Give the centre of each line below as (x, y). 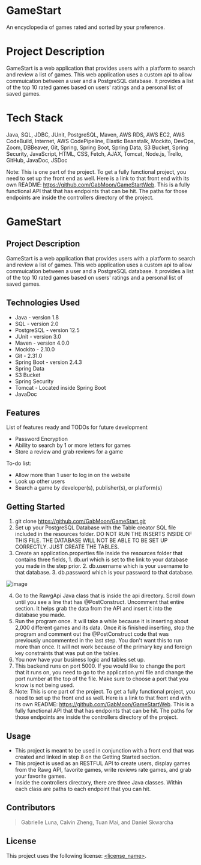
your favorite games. (40, 776)
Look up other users (40, 481)
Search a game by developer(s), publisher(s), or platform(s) (88, 488)
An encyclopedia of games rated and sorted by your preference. (85, 27)
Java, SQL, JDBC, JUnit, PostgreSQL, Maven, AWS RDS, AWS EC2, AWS (95, 134)
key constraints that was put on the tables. (67, 653)
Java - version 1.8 (37, 317)
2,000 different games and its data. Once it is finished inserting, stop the (104, 628)
